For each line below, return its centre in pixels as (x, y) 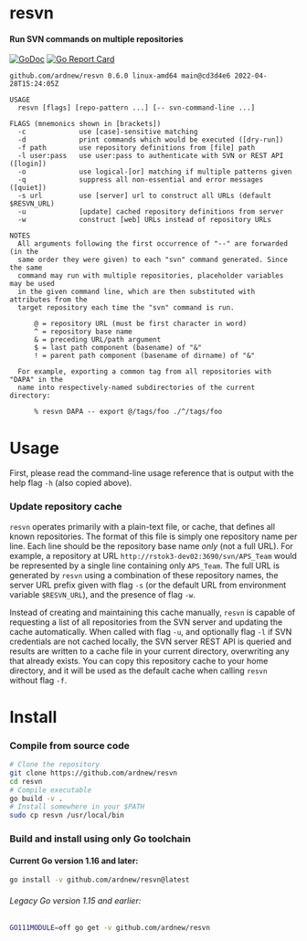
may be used (32, 284)
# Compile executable (51, 790)
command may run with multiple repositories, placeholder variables (151, 276)
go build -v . (37, 798)
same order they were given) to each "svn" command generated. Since (153, 260)
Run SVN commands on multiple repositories (97, 38)
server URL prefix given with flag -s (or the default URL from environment (148, 585)
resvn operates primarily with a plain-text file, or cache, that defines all (143, 526)
